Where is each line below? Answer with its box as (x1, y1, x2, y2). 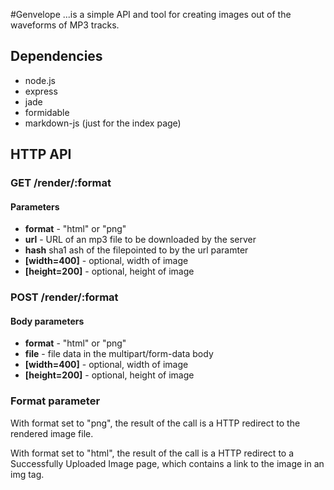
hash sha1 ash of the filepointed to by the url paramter (24, 244, 249, 256)
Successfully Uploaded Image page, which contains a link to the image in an (10, 457, 325, 469)
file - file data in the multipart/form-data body (24, 348, 214, 360)
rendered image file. (10, 427, 94, 439)
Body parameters (10, 315, 85, 327)
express (24, 85, 58, 97)
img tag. (10, 468, 45, 480)
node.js (24, 74, 57, 86)
